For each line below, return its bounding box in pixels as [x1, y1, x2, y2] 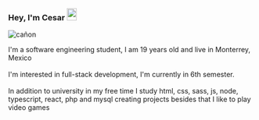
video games [8, 103, 50, 112]
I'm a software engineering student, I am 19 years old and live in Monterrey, [8, 45, 251, 55]
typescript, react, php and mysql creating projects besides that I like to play [8, 94, 252, 104]
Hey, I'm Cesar [8, 12, 65, 23]
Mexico [8, 53, 32, 62]
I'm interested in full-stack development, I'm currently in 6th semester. [8, 70, 235, 79]
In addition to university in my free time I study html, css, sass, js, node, [8, 86, 239, 96]
